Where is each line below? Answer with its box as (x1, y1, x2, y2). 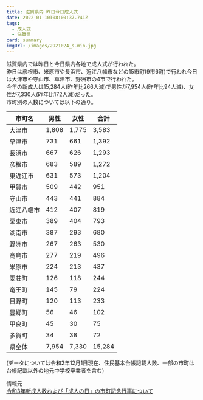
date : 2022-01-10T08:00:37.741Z (6, 15, 88, 21)
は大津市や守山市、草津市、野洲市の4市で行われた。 (6, 75, 138, 83)
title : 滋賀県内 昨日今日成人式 (6, 9, 78, 15)
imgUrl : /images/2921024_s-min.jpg (6, 43, 97, 49)
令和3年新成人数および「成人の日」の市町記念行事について (6, 387, 154, 395)
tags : (6, 20, 20, 26)
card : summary (6, 37, 43, 43)
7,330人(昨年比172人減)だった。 (16, 91, 97, 98)
